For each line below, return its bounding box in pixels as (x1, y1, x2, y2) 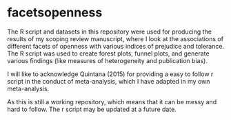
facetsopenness (7, 5, 103, 21)
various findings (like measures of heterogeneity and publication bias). (7, 56, 208, 64)
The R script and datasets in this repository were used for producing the (7, 27, 212, 36)
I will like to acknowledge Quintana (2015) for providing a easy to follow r (7, 70, 214, 78)
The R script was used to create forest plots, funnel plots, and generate (7, 49, 210, 58)
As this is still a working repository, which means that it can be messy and (7, 97, 217, 106)
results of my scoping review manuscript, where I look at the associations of (7, 34, 224, 43)
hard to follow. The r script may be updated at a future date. (7, 105, 177, 113)
